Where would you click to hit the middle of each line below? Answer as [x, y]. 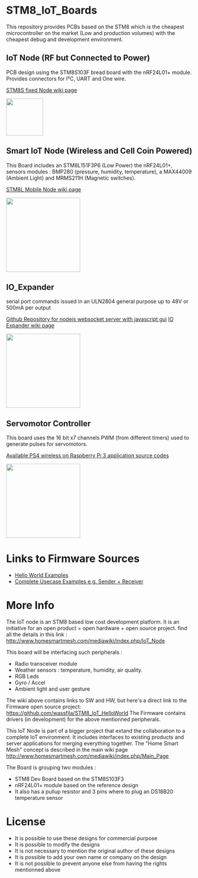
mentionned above [38, 870]
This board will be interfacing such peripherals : [64, 652]
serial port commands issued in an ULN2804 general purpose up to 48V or [98, 301]
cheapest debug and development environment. [65, 39]
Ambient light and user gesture [52, 689]
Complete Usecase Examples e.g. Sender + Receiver [79, 582]
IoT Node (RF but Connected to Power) [78, 58]
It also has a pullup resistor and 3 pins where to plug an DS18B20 [94, 791]
